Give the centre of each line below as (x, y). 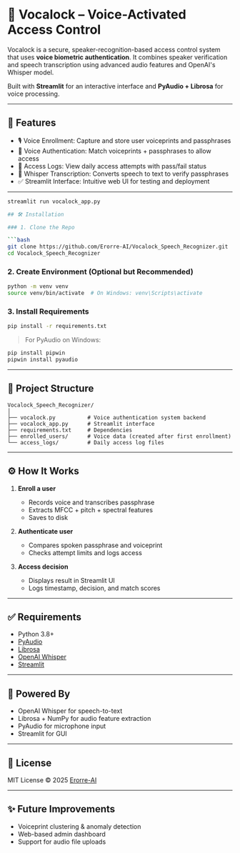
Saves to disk (48, 517)
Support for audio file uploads (62, 842)
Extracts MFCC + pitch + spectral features (91, 509)
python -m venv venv (38, 286)
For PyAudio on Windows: (63, 340)
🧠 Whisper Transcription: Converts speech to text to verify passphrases (123, 174)
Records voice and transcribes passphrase (91, 502)
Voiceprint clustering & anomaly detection (79, 826)
